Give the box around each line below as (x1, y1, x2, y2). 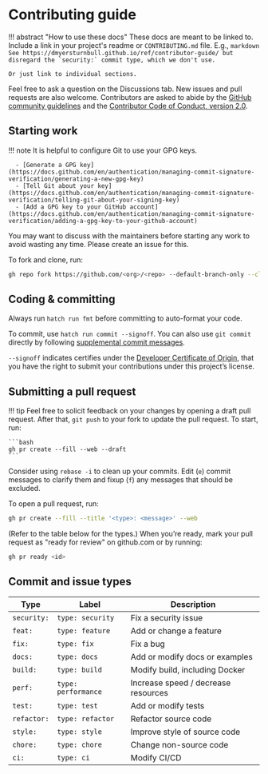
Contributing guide (8, 6, 137, 24)
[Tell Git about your (22, 182, 94, 190)
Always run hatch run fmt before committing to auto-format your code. (8, 313, 242, 323)
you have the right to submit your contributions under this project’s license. (8, 361, 255, 371)
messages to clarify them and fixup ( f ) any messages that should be (8, 475, 234, 485)
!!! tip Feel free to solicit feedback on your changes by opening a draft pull (8, 406, 251, 416)
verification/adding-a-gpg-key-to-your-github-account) (8, 217, 198, 225)
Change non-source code (130, 739, 229, 750)
